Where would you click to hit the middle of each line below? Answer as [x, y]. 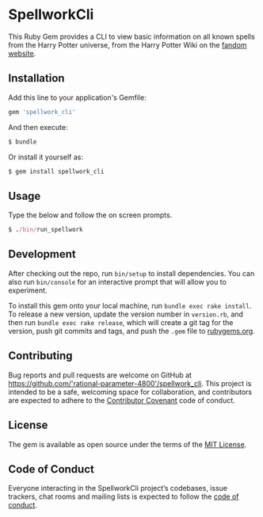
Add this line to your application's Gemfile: [77, 98]
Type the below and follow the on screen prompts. [90, 215]
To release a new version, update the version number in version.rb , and [126, 314]
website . [22, 53]
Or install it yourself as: [46, 157]
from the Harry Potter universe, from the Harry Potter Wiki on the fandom [128, 44]
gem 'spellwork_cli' [42, 112]
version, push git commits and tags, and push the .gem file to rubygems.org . [132, 331]
